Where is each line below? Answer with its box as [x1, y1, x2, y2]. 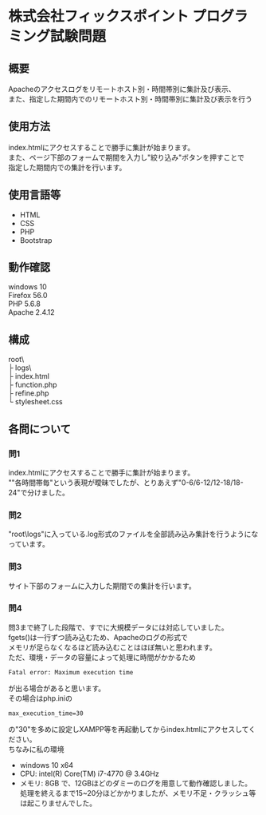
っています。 [8, 539, 49, 549]
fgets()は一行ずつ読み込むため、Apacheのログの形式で [8, 632, 189, 642]
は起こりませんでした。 [19, 798, 97, 808]
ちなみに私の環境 [8, 744, 65, 753]
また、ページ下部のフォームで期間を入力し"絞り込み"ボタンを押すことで [8, 153, 244, 162]
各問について [8, 422, 72, 435]
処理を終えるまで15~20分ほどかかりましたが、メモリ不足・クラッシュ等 [19, 788, 256, 797]
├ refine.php [8, 388, 49, 398]
